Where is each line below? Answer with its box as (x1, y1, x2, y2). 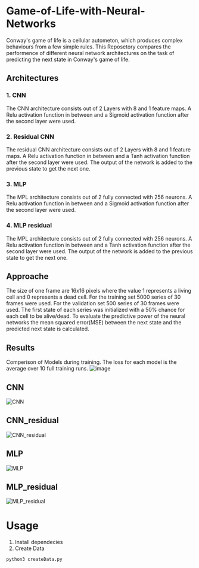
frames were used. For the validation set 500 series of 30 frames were (6, 300, 180, 307)
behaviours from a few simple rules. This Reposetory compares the (6, 43, 171, 50)
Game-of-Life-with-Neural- (6, 4, 145, 18)
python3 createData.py (6, 557, 63, 563)
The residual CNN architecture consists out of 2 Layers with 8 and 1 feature (6, 145, 191, 153)
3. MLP (6, 180, 27, 188)
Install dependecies (14, 539, 63, 546)
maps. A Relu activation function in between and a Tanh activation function (6, 152, 190, 159)
